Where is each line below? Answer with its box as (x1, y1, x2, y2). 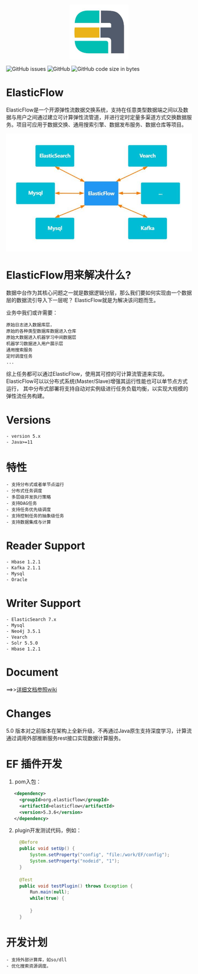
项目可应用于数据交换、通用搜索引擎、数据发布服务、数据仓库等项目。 (16, 121, 187, 128)
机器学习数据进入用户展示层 (6, 340, 64, 346)
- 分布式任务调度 (6, 488, 42, 494)
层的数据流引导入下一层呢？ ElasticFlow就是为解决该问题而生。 (6, 296, 159, 303)
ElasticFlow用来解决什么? (6, 268, 131, 281)
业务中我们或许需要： (6, 309, 58, 316)
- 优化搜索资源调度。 (6, 963, 51, 969)
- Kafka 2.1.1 (6, 565, 41, 571)
